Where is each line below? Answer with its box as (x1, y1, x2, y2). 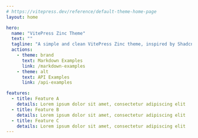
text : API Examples (21, 74, 70, 80)
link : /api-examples (21, 80, 72, 86)
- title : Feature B (11, 107, 60, 113)
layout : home (6, 14, 38, 20)
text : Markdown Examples (21, 57, 83, 64)
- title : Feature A (11, 96, 60, 102)
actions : (11, 47, 33, 53)
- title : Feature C (11, 117, 60, 124)
